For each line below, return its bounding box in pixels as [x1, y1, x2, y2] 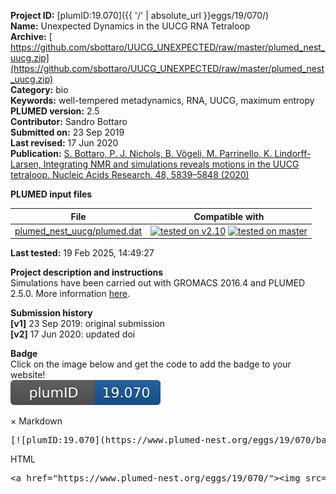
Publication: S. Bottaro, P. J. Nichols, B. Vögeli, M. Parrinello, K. [10, 148, 273, 159]
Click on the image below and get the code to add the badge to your [10, 358, 292, 370]
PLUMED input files [10, 188, 93, 200]
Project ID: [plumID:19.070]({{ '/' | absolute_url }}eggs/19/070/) [10, 10, 270, 21]
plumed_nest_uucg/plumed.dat [14, 225, 143, 237]
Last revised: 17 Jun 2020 [10, 137, 119, 149]
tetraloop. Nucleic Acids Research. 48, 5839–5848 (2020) [10, 169, 250, 180]
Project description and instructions [10, 266, 164, 279]
